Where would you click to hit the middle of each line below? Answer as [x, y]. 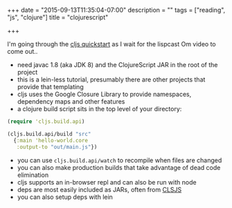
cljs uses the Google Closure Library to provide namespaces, [104, 94]
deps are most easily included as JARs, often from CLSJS [99, 189]
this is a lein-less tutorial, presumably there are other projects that [111, 79]
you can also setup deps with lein [65, 197]
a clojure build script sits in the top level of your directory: [99, 109]
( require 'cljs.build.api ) [46, 122]
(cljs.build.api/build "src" [49, 134]
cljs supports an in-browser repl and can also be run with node [107, 182]
